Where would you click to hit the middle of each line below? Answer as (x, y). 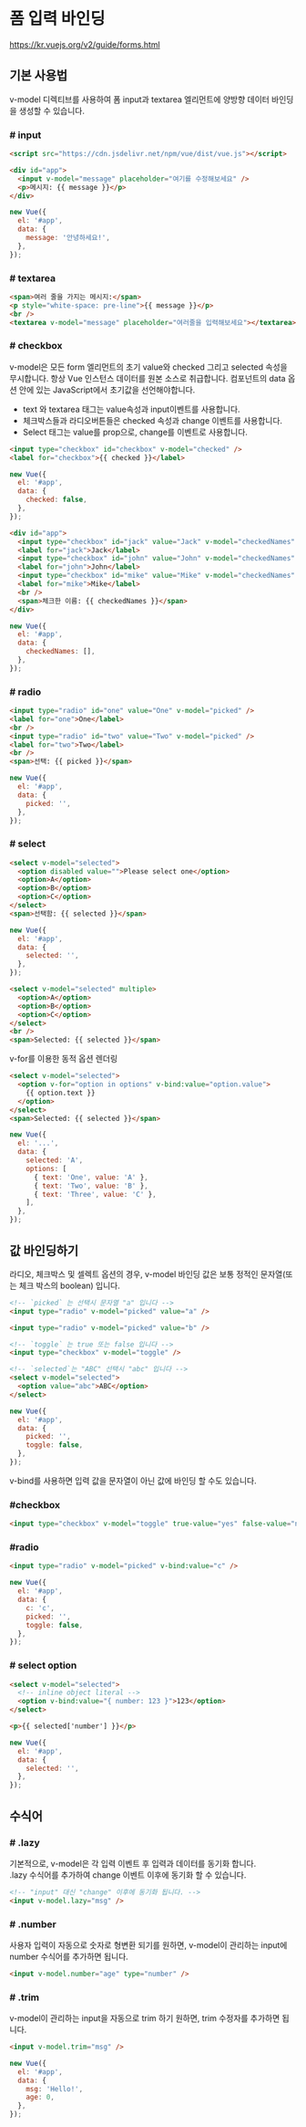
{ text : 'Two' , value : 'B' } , (91, 1186)
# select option (43, 1665)
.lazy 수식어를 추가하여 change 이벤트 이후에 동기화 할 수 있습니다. (128, 1875)
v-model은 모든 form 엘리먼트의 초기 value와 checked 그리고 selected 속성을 (149, 367)
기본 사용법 (39, 75)
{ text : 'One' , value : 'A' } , (91, 1177)
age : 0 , (40, 2097)
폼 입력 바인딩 (57, 19)
